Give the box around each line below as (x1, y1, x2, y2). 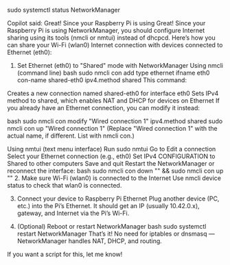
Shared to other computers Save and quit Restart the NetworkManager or (7, 160, 215, 167)
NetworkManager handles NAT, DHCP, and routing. (16, 237, 163, 245)
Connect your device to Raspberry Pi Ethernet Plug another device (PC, (16, 194, 220, 203)
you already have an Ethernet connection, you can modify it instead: (7, 104, 200, 112)
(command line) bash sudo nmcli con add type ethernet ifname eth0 (16, 68, 210, 77)
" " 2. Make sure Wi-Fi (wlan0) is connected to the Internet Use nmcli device (7, 174, 222, 182)
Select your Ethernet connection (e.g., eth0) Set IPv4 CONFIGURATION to (7, 152, 216, 160)
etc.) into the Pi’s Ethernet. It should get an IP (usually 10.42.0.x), (16, 202, 200, 210)
